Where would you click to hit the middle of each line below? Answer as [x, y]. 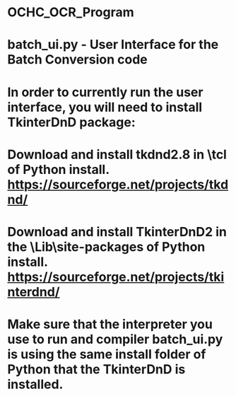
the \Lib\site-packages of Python [106, 246]
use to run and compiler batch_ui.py [115, 339]
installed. [35, 384]
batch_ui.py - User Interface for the [113, 45]
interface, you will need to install [105, 107]
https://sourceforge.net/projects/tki [116, 277]
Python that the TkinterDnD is [96, 369]
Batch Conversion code [77, 60]
